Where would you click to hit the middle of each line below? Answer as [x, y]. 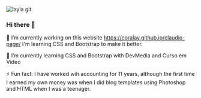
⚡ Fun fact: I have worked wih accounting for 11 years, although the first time [100, 74]
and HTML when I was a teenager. [49, 89]
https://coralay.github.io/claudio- [144, 38]
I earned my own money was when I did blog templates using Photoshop [96, 82]
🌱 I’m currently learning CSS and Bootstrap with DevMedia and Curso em [97, 56]
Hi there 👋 [21, 24]
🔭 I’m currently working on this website [54, 38]
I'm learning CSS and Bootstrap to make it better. [82, 44]
